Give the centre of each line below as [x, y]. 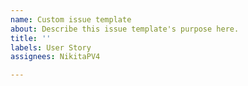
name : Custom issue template [71, 19]
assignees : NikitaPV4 [55, 57]
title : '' [31, 38]
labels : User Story [51, 47]
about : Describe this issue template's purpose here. [125, 29]
